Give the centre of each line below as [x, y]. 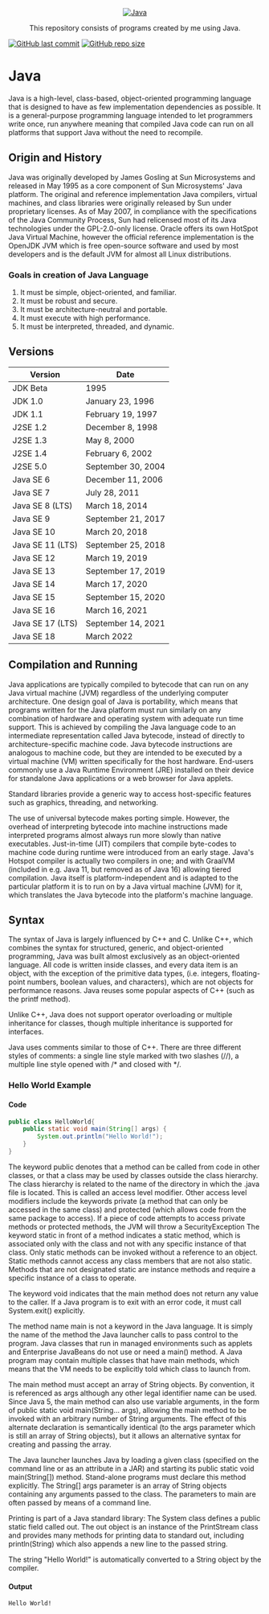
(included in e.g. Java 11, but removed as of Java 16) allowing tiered [120, 869]
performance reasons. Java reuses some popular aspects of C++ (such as [132, 991]
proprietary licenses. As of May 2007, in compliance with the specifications [132, 211]
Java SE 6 [31, 479]
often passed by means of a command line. [80, 1502]
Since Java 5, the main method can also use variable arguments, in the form [134, 1401]
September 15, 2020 [126, 597]
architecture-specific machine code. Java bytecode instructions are [120, 744]
